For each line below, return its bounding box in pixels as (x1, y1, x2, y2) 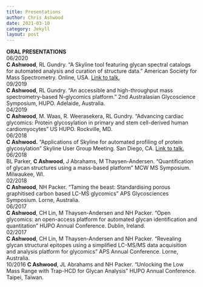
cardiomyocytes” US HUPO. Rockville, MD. (6, 126, 113, 133)
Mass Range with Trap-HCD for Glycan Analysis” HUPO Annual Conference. (6, 268, 196, 275)
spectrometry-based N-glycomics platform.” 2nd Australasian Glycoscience (6, 93, 196, 101)
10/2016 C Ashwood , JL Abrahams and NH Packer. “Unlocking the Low (6, 261, 184, 268)
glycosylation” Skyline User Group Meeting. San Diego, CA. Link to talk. (6, 145, 185, 152)
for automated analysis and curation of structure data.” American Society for (6, 67, 198, 75)
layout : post (6, 32, 39, 38)
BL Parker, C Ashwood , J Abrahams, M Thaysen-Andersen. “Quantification (6, 158, 194, 165)
